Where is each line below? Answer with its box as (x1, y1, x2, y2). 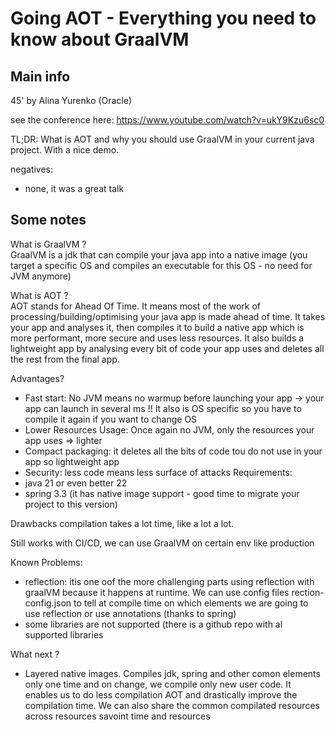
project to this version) (24, 498, 118, 510)
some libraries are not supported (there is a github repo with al (24, 618, 283, 630)
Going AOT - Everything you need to (10, 7, 317, 30)
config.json (24, 597, 72, 609)
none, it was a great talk (24, 183, 125, 194)
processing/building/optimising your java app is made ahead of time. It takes (10, 310, 326, 322)
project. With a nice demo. (10, 144, 120, 156)
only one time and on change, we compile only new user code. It (24, 678, 292, 690)
